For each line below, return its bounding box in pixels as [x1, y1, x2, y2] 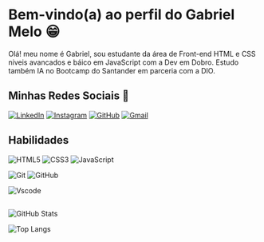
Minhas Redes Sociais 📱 [8, 89, 129, 103]
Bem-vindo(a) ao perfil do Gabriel [8, 6, 235, 24]
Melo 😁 [8, 22, 61, 41]
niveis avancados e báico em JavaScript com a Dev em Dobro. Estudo [8, 58, 239, 67]
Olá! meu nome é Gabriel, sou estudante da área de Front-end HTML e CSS [8, 49, 257, 58]
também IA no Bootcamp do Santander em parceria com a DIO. [8, 65, 215, 75]
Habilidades [8, 133, 69, 147]
